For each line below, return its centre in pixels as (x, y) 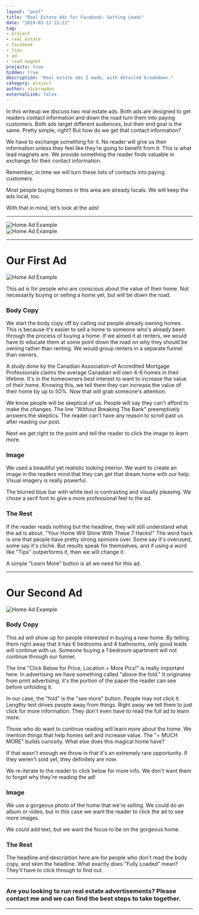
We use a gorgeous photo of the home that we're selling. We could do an (95, 805)
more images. (23, 818)
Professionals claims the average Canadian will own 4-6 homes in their (93, 372)
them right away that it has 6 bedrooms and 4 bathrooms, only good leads (97, 644)
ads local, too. (23, 196)
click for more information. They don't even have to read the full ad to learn (98, 711)
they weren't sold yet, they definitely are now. (62, 759)
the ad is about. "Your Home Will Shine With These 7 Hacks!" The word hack (99, 533)
